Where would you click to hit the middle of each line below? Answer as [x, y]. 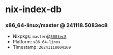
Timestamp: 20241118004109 [42, 47]
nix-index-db [34, 9]
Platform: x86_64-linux [37, 42]
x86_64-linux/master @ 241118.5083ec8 [56, 25]
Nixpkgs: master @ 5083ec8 [39, 36]
